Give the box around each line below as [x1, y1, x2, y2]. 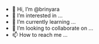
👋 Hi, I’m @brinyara [11, 6, 60, 12]
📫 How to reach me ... [11, 32, 68, 38]
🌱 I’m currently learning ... [11, 18, 76, 25]
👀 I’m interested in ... [11, 12, 63, 19]
